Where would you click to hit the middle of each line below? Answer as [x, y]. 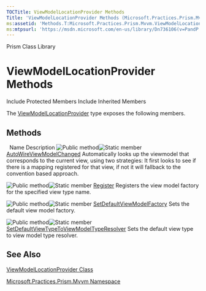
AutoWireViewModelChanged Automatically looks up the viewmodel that [98, 154]
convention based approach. [43, 173]
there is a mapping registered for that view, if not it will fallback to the [93, 167]
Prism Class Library [31, 47]
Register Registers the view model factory [146, 185]
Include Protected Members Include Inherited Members [76, 101]
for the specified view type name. [49, 192]
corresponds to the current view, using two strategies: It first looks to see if [101, 161]
